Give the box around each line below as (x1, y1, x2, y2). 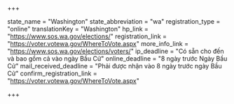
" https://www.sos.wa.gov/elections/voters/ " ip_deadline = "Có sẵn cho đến (7, 47, 224, 55)
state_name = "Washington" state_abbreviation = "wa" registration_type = (7, 17, 221, 25)
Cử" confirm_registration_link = (7, 69, 97, 77)
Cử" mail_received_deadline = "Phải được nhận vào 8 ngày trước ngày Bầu (7, 62, 222, 70)
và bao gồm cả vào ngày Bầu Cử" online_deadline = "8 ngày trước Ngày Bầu (7, 54, 228, 63)
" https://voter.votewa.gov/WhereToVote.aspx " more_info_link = (7, 40, 189, 47)
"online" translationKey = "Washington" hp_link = (7, 25, 149, 33)
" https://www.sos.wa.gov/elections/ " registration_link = (7, 32, 167, 40)
